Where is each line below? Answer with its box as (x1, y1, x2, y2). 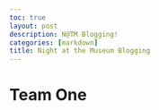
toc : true (9, 13, 47, 22)
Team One (9, 85, 87, 106)
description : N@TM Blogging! (9, 30, 119, 38)
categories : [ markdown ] (9, 38, 99, 47)
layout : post (9, 21, 58, 30)
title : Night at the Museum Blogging (9, 47, 151, 55)
